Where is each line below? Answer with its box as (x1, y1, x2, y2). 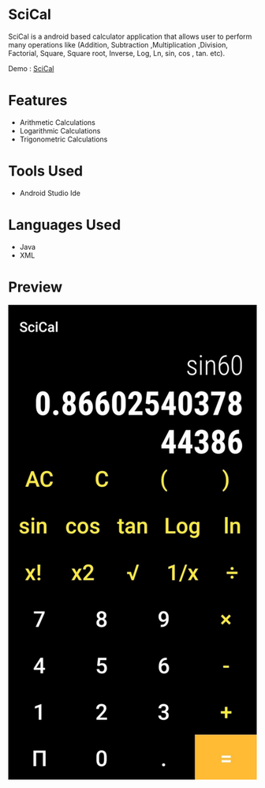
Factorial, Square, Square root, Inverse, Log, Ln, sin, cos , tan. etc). (8, 48, 226, 58)
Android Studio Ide (19, 188, 81, 198)
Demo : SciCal (8, 63, 54, 73)
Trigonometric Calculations (19, 134, 108, 144)
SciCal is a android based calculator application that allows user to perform (8, 32, 252, 41)
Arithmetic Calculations (19, 117, 96, 127)
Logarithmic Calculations (19, 126, 101, 135)
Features (8, 92, 68, 110)
